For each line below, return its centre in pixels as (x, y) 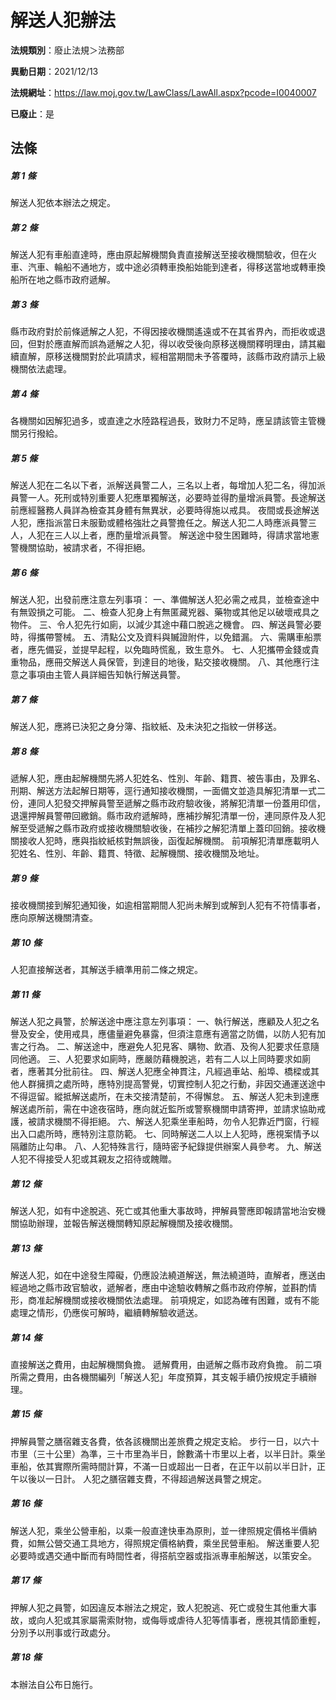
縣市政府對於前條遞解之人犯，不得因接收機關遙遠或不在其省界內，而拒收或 (163, 332)
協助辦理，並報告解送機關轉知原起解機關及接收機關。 (128, 1223)
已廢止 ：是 (32, 113)
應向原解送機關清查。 (54, 918)
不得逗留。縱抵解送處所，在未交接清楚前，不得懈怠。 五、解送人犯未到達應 (165, 1096)
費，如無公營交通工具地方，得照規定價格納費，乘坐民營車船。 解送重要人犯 (165, 1543)
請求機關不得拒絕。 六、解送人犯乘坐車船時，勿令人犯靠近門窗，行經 (178, 1121)
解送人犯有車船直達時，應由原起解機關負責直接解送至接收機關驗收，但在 (159, 255)
